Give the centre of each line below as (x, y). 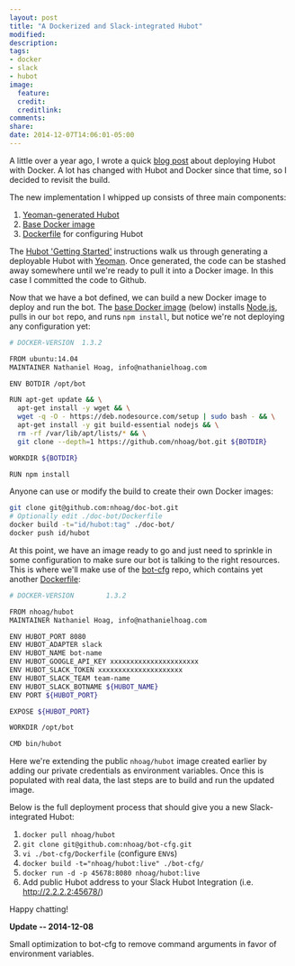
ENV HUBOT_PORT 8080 (48, 636)
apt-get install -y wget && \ (74, 408)
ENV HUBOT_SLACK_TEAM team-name (70, 678)
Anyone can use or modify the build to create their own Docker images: (142, 491)
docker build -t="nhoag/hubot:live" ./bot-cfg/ (113, 864)
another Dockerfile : (45, 579)
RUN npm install (40, 474)
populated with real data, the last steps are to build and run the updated (142, 780)
